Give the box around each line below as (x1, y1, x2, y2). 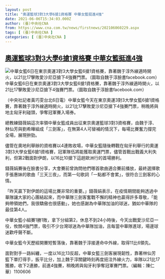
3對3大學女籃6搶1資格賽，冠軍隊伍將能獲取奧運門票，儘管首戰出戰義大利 (5, 149, 153, 155)
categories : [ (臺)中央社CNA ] (5, 35, 66, 40)
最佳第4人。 (5, 206, 30, 212)
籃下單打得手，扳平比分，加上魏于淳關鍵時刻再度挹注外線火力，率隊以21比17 (5, 256, 160, 262)
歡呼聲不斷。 (9, 229, 35, 235)
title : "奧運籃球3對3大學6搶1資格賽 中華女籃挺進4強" (5, 12, 104, 17)
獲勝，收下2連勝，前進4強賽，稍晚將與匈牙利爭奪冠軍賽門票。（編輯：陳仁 (5, 262, 155, 268)
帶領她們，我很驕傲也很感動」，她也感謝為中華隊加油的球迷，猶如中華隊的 (9, 200, 158, 206)
